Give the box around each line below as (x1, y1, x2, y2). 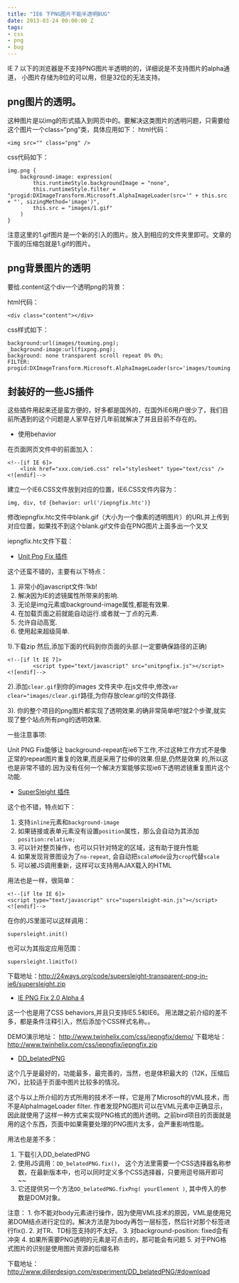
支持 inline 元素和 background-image (17, 818, 119, 826)
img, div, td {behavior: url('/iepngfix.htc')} (7, 499, 152, 507)
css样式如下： (7, 325, 49, 334)
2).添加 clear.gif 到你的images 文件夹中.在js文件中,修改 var (7, 682, 179, 691)
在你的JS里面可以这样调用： (7, 916, 90, 925)
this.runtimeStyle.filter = (33, 186, 116, 193)
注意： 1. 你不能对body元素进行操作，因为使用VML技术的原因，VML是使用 (7, 1209, 225, 1217)
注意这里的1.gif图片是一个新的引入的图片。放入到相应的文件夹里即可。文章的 (7, 230, 231, 239)
